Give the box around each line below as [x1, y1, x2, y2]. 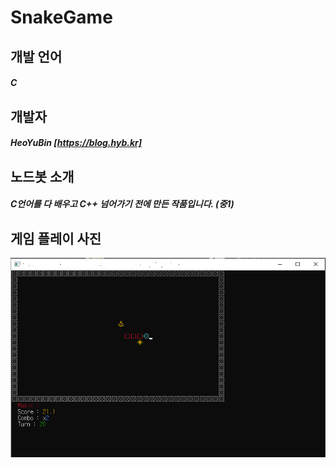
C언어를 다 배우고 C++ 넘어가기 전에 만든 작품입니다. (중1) [10, 198, 235, 210]
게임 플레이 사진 [10, 230, 102, 247]
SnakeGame [10, 6, 113, 29]
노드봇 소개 [10, 168, 75, 185]
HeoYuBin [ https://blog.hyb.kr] [10, 137, 143, 149]
